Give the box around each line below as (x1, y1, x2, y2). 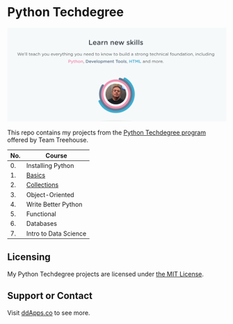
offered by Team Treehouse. (7, 136, 89, 144)
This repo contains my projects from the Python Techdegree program (7, 128, 207, 137)
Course (45, 151, 67, 160)
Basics (26, 171, 46, 180)
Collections (26, 180, 59, 189)
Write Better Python (26, 200, 83, 208)
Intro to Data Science (26, 229, 87, 238)
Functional (26, 210, 57, 218)
